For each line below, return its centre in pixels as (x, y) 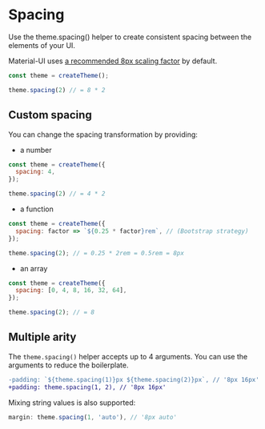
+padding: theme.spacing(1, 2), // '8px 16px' (87, 387)
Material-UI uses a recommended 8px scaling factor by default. (113, 61)
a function (36, 209)
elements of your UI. (42, 45)
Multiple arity (42, 337)
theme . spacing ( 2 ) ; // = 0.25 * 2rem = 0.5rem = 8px (96, 253)
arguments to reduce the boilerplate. (68, 365)
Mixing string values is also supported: (72, 403)
